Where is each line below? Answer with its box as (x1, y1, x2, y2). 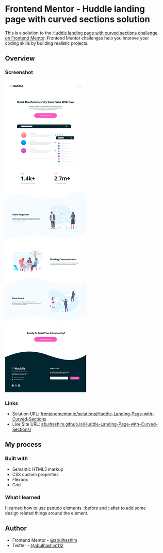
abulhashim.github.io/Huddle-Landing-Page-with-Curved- (41, 421, 158, 427)
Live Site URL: (12, 421, 40, 427)
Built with (5, 455, 28, 462)
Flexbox (12, 477, 28, 482)
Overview (5, 55, 35, 63)
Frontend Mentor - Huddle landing (5, 3, 145, 15)
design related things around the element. (5, 510, 89, 516)
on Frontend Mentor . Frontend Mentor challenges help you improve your (5, 35, 149, 41)
